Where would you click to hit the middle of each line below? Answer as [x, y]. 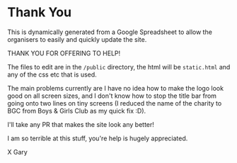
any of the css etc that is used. [52, 74]
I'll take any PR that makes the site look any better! [81, 124]
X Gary [18, 152]
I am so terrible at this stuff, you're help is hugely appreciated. [98, 138]
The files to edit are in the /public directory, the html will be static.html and [119, 67]
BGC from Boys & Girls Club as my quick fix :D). [77, 111]
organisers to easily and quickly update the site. [77, 39]
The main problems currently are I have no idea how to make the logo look [116, 88]
